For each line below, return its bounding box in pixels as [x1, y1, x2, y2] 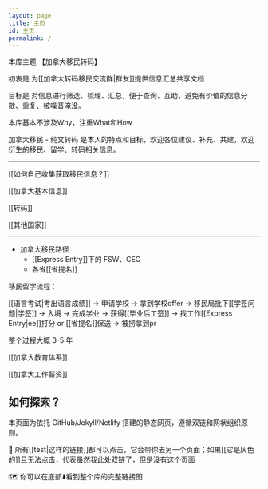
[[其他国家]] [8, 221, 47, 230]
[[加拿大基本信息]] [8, 186, 68, 196]
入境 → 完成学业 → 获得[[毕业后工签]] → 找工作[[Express [47, 308, 233, 318]
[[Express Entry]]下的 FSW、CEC [31, 255, 141, 264]
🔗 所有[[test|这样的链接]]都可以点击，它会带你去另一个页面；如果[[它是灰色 [8, 445, 254, 455]
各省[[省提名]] [31, 264, 78, 274]
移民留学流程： [8, 281, 57, 292]
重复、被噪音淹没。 [22, 101, 85, 110]
